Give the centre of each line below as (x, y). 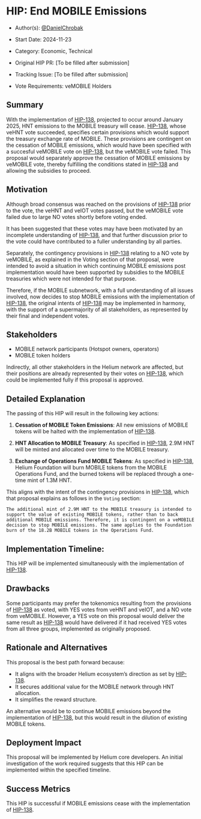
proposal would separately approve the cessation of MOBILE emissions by (98, 158)
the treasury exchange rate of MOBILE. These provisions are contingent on (99, 138)
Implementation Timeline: (55, 549)
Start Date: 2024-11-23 (43, 39)
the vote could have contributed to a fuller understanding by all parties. (94, 241)
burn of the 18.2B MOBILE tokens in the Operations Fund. (80, 531)
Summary (25, 105)
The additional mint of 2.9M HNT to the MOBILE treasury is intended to (99, 510)
